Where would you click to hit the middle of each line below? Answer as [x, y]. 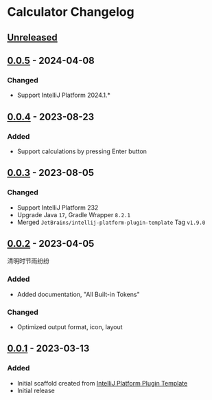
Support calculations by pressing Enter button [82, 151]
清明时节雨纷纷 [28, 261]
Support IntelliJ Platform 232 [58, 208]
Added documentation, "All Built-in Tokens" [78, 294]
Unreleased [33, 37]
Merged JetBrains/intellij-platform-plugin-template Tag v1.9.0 [111, 222]
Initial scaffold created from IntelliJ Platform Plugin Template [102, 383]
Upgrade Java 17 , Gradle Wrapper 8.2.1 [74, 214]
